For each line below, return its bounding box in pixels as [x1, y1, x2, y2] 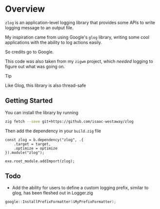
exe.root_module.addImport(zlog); [5, 159, 75, 164]
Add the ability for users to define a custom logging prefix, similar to [12, 185, 149, 191]
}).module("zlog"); [5, 150, 45, 155]
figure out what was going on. [5, 63, 65, 69]
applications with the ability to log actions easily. [5, 39, 102, 45]
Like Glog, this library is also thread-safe [5, 82, 86, 88]
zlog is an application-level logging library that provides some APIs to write [5, 20, 156, 25]
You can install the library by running [5, 109, 79, 115]
